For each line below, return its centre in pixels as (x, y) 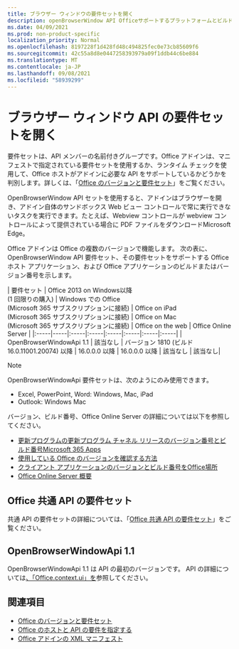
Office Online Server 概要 (55, 476)
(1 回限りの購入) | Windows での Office (64, 299)
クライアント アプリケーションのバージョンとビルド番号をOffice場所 (118, 467)
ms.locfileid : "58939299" (46, 80)
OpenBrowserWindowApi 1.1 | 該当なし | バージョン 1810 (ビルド (100, 343)
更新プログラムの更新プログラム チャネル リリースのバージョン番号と (119, 441)
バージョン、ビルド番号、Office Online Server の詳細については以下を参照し (118, 417)
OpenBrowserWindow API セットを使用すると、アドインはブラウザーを (111, 198)
